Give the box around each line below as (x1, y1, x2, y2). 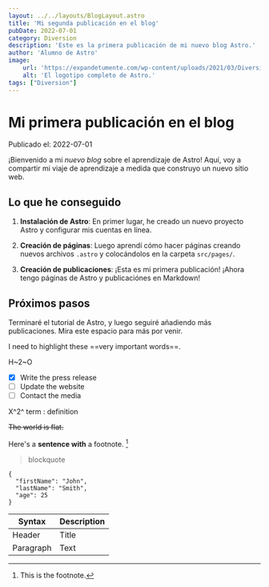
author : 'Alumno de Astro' (8, 49, 98, 57)
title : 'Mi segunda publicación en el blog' (8, 19, 159, 27)
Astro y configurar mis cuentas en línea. (19, 225, 152, 235)
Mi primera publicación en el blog (8, 113, 235, 131)
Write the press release (19, 373, 98, 383)
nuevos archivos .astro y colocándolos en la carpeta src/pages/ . (19, 249, 235, 259)
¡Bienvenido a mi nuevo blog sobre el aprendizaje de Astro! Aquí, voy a (8, 155, 242, 165)
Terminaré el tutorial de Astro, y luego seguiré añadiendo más (8, 318, 212, 328)
